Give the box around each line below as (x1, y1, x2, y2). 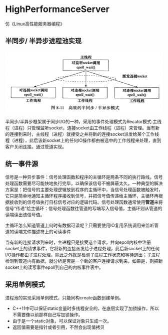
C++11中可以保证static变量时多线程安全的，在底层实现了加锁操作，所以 (12, 305, 159, 311)
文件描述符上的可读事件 (22, 228, 71, 234)
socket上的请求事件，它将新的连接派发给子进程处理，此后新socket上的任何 (5, 245, 160, 251)
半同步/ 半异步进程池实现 (5, 37, 82, 46)
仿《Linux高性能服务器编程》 (5, 21, 65, 27)
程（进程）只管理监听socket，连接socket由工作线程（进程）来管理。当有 (5, 125, 155, 131)
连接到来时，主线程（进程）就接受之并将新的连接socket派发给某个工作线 (9, 131, 159, 137)
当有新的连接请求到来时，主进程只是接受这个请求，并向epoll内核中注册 (5, 239, 151, 245)
